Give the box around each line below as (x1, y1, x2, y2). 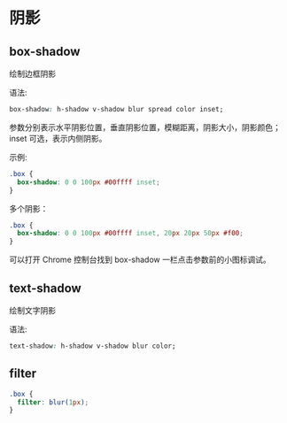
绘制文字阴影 (9, 304, 56, 315)
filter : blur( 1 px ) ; (17, 397, 89, 407)
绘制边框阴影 (9, 68, 56, 79)
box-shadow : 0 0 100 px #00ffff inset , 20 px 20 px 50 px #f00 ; (17, 229, 244, 238)
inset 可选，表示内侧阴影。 (9, 133, 107, 143)
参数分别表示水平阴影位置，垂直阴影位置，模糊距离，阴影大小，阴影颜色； (9, 121, 281, 133)
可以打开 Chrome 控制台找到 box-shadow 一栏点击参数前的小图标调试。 (9, 254, 272, 265)
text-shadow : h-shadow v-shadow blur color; (9, 342, 176, 350)
